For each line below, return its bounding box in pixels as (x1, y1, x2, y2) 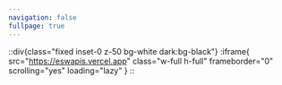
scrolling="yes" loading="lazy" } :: (8, 64, 135, 76)
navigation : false (8, 13, 77, 22)
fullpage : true (8, 21, 65, 30)
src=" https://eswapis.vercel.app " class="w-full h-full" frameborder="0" (8, 55, 274, 66)
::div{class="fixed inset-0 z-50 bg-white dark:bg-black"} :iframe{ (8, 46, 250, 56)
